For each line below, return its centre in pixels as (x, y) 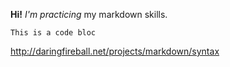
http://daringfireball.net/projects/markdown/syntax (115, 51)
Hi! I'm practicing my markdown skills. (89, 14)
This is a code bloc (53, 33)
